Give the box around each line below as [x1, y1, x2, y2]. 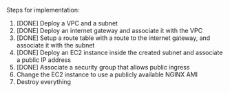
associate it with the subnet [16, 41, 95, 49]
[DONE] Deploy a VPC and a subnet [16, 19, 118, 27]
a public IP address [16, 56, 72, 64]
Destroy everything [16, 78, 72, 85]
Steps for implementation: [6, 6, 80, 14]
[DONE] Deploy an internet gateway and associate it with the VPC [16, 27, 203, 34]
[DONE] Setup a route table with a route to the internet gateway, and [16, 34, 211, 42]
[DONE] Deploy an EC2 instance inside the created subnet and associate [16, 48, 223, 56]
